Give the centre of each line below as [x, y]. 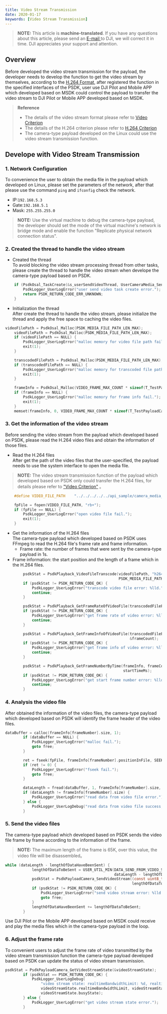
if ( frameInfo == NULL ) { [41, 392]
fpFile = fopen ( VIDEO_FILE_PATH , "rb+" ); [57, 505]
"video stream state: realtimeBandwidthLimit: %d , [94, 984]
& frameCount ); [144, 639]
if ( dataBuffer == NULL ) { [51, 737]
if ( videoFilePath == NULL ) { [45, 338]
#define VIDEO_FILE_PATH [40, 496]
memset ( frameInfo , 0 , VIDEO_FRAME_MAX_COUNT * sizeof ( [72, 411]
